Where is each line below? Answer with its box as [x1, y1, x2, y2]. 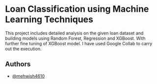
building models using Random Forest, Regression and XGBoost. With [5, 35, 146, 41]
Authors [5, 60, 31, 68]
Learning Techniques [5, 14, 93, 25]
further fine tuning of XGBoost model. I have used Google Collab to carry [5, 40, 153, 46]
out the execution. [5, 46, 42, 52]
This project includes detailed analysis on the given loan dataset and [5, 30, 144, 36]
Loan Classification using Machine [5, 3, 149, 15]
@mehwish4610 [12, 73, 45, 79]
